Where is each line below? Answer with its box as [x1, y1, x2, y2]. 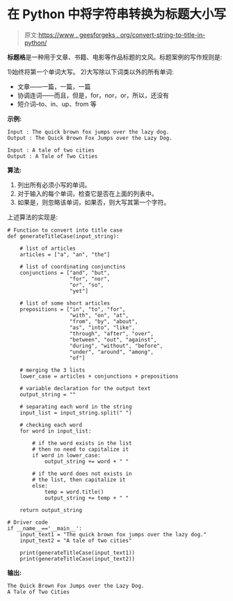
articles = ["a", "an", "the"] [19, 251, 111, 258]
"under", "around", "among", [69, 348, 154, 355]
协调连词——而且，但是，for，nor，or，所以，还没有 [17, 91, 169, 99]
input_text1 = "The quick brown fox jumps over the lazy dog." [19, 531, 207, 538]
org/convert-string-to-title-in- [120, 31, 206, 39]
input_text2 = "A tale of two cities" [19, 537, 132, 544]
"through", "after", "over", [69, 330, 154, 337]
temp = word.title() [44, 488, 104, 495]
